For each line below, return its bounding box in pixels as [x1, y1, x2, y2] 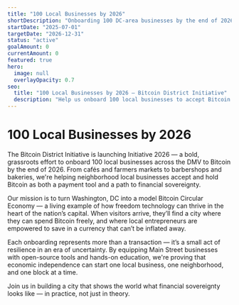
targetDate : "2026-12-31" [7, 30, 84, 38]
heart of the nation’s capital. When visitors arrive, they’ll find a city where [7, 209, 222, 217]
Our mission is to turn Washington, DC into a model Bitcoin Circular [7, 194, 204, 202]
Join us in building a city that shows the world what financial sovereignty [7, 282, 221, 290]
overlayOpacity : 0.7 [14, 76, 75, 84]
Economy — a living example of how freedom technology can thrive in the [7, 201, 224, 210]
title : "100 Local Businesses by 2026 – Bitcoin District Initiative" [14, 89, 228, 96]
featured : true [7, 57, 53, 64]
